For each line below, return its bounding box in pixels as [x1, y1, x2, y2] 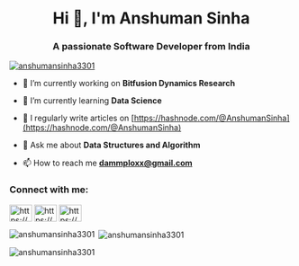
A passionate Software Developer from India [52, 40, 250, 53]
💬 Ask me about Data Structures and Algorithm [22, 139, 201, 151]
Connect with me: [9, 183, 89, 196]
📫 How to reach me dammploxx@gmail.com [22, 157, 193, 169]
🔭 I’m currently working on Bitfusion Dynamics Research [22, 78, 236, 89]
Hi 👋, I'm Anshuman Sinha [52, 8, 250, 29]
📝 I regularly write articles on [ [22, 112, 135, 124]
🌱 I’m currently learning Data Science [22, 95, 162, 106]
